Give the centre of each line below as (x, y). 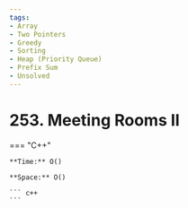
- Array (24, 26)
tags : (19, 17)
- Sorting (28, 51)
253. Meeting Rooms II (94, 120)
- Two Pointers (38, 34)
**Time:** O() (36, 161)
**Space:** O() (38, 177)
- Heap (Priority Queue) (56, 59)
